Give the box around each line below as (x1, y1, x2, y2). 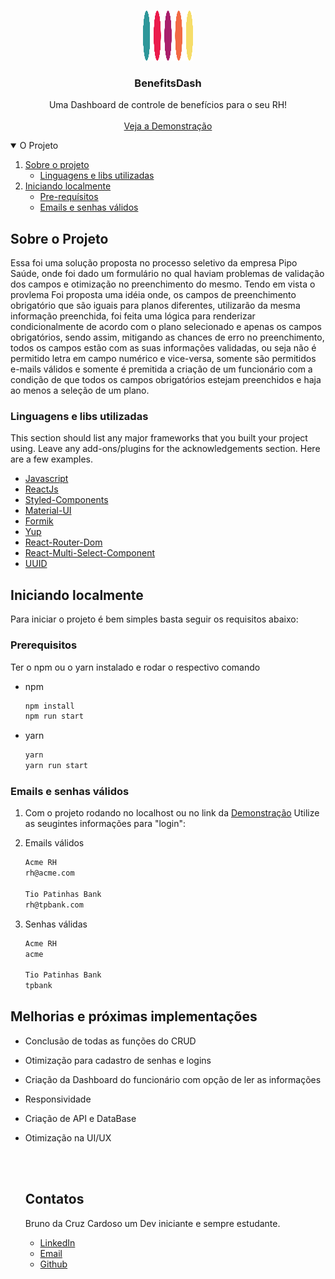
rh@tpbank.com (24, 900, 84, 910)
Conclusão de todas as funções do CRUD (24, 1035, 197, 1047)
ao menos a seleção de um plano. (10, 385, 150, 397)
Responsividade (24, 1093, 92, 1105)
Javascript (24, 473, 69, 485)
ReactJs (24, 483, 59, 495)
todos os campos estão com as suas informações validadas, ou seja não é (10, 342, 317, 354)
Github (39, 1258, 68, 1270)
